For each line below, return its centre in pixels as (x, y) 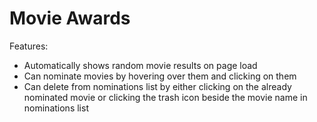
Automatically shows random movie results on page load (140, 65)
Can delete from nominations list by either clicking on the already (157, 86)
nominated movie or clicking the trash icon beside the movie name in (165, 97)
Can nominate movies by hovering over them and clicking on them (160, 76)
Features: (29, 46)
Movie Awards (70, 18)
